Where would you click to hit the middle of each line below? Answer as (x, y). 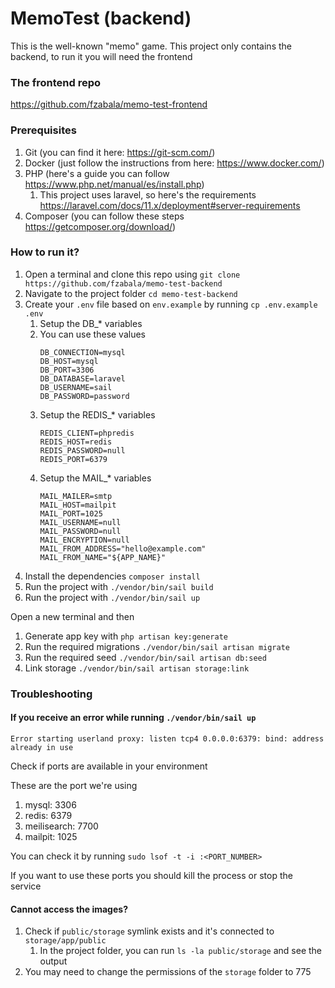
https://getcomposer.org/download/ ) (100, 226)
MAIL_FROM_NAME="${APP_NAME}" (103, 557)
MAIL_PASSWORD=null (80, 531)
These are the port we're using (74, 785)
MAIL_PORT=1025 (71, 513)
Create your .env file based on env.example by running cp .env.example (171, 304)
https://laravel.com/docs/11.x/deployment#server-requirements (170, 205)
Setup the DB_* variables (91, 323)
